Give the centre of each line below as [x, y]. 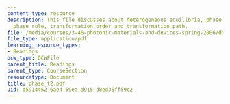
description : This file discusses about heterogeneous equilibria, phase [115, 20]
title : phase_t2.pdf [37, 83]
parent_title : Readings [41, 64]
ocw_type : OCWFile [33, 58]
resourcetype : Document [41, 77]
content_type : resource [41, 13]
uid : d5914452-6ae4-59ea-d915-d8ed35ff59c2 [70, 90]
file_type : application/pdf [47, 39]
